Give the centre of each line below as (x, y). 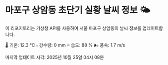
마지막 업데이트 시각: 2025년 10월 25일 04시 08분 (55, 57)
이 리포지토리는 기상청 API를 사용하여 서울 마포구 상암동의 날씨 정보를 (73, 28)
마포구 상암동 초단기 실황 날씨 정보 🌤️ (78, 10)
